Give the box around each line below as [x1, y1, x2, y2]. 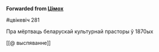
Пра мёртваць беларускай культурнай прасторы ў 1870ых [6, 28, 154, 35]
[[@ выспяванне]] [6, 40, 51, 46]
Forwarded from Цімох [6, 5, 64, 12]
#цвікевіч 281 [6, 17, 40, 23]
